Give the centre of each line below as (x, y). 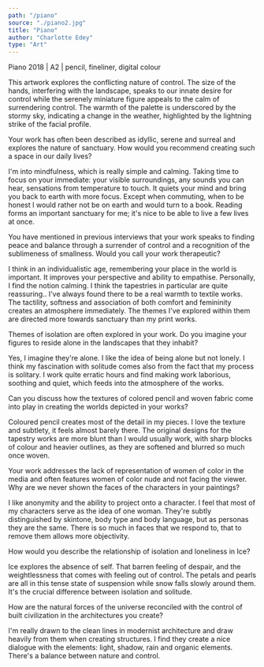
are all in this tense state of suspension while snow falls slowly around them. (132, 584)
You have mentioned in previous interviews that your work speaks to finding (131, 237)
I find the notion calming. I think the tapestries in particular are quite (118, 286)
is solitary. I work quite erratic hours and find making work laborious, (119, 375)
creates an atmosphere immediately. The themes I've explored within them (129, 311)
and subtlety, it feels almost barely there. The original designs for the (120, 431)
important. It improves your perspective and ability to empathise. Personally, (132, 277)
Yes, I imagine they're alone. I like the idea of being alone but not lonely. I (127, 358)
